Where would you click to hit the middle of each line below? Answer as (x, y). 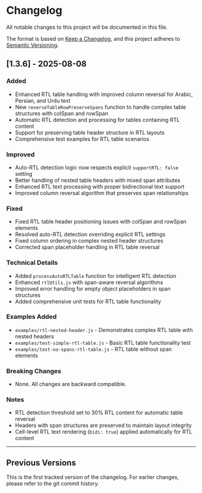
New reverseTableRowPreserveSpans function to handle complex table (100, 107)
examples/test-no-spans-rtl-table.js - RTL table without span (93, 349)
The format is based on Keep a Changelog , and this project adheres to (93, 38)
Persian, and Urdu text (43, 100)
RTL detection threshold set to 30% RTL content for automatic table (99, 413)
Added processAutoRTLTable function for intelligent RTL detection (95, 276)
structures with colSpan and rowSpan (61, 113)
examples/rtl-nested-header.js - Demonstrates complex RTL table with (104, 330)
